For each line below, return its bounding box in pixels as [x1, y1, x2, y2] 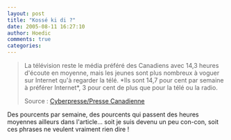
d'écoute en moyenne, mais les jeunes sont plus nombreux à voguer [24, 69, 220, 77]
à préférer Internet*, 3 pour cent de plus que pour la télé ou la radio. [24, 84, 219, 91]
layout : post [7, 10, 45, 17]
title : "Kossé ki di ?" [7, 17, 76, 24]
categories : [7, 42, 42, 49]
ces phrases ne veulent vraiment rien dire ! [7, 125, 130, 133]
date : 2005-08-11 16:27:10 [7, 23, 85, 30]
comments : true [7, 36, 51, 43]
